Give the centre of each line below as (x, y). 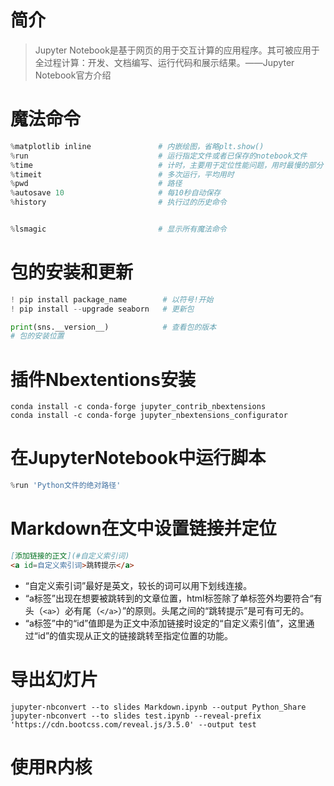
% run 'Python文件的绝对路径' (66, 486)
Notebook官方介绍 (73, 75)
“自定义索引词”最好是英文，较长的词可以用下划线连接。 (138, 585)
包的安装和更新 (72, 272)
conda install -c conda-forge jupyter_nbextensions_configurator (149, 416)
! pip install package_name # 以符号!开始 (112, 299)
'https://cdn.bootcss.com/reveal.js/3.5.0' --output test (133, 724)
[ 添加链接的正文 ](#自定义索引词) (70, 556)
